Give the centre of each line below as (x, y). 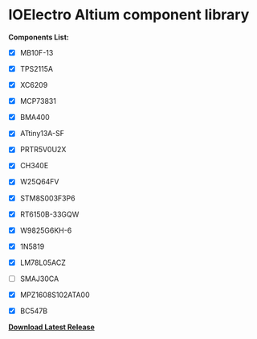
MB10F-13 (37, 52)
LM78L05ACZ (43, 263)
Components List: (39, 37)
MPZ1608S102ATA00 (55, 295)
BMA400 (35, 118)
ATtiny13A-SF (42, 134)
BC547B (34, 311)
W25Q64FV (39, 182)
